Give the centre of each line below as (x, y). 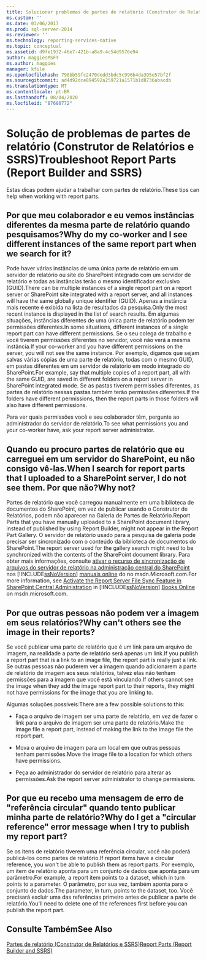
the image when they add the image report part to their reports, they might (101, 686)
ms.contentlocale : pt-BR (38, 92)
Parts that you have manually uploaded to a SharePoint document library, (99, 522)
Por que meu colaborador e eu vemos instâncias (100, 215)
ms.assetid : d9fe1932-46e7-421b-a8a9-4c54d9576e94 (72, 52)
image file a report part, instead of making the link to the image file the (104, 729)
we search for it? (39, 253)
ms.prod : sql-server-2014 (39, 29)
